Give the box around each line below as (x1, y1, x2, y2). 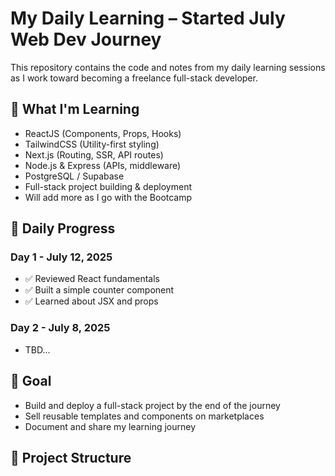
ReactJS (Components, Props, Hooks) (24, 127, 182, 139)
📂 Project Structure (10, 449, 132, 466)
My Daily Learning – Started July (10, 7, 286, 30)
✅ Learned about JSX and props (24, 295, 159, 307)
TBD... (24, 343, 51, 356)
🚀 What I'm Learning (10, 101, 140, 118)
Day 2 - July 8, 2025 (10, 321, 111, 335)
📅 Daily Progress (10, 220, 116, 237)
